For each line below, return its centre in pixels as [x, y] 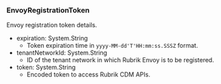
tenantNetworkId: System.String [62, 53]
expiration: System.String [52, 38]
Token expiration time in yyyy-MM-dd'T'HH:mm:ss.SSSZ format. [112, 46]
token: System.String [46, 68]
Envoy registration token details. [52, 25]
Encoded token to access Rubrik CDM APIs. [88, 74]
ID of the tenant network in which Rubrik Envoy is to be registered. [120, 60]
